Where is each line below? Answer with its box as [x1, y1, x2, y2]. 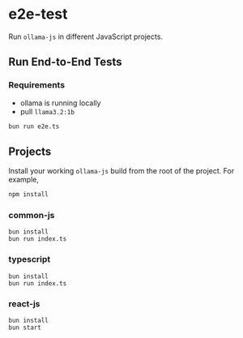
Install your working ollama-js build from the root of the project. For [8, 166, 235, 176]
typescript [8, 254, 51, 265]
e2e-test [8, 5, 68, 24]
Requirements [8, 79, 66, 91]
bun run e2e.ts [8, 122, 60, 130]
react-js [8, 297, 40, 309]
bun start [8, 323, 42, 332]
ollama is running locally [19, 98, 101, 108]
